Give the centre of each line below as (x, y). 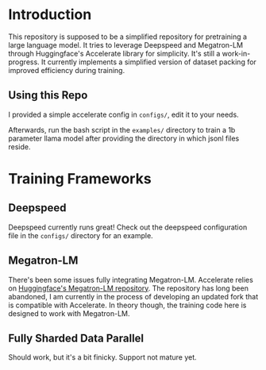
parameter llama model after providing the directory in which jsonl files (124, 138)
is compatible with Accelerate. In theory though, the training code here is (127, 305)
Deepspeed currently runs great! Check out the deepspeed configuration (128, 227)
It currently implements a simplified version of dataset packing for (148, 62)
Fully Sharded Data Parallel (76, 338)
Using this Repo (48, 96)
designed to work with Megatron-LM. (69, 313)
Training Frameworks (80, 178)
